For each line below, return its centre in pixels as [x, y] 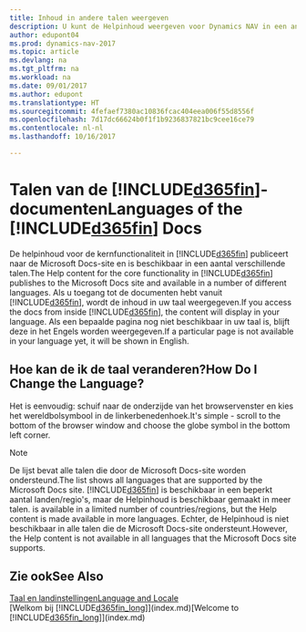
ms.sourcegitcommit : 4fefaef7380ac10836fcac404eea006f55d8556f [132, 111]
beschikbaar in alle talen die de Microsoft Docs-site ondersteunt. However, [149, 528]
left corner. [30, 435]
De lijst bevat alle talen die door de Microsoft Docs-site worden [128, 470]
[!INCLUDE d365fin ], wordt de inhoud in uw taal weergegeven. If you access [151, 302]
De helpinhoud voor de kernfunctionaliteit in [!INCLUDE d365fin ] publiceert [149, 254]
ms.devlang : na [38, 60]
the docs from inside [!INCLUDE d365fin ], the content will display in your [145, 312]
